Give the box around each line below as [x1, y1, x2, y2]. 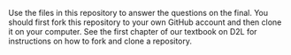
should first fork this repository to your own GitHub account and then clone [8, 17, 282, 27]
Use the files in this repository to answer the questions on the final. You [8, 8, 269, 18]
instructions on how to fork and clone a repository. [8, 35, 192, 46]
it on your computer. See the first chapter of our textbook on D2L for [8, 27, 257, 36]
